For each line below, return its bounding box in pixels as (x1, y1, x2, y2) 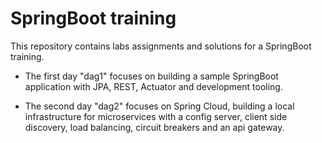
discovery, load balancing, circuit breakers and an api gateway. (24, 121, 285, 133)
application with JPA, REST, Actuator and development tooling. (24, 80, 283, 92)
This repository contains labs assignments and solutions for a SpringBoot (10, 40, 312, 52)
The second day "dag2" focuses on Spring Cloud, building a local (24, 100, 295, 112)
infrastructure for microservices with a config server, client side (24, 110, 288, 122)
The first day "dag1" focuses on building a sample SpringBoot (24, 70, 279, 82)
